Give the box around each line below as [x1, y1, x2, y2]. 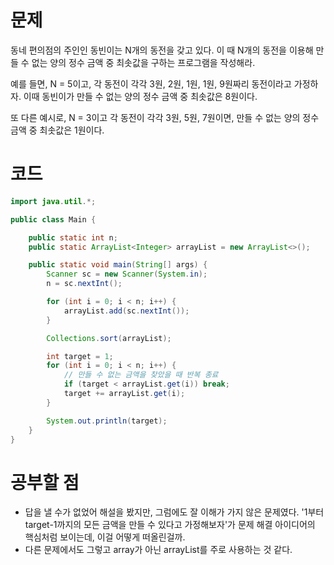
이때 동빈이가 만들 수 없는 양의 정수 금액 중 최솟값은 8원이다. [23, 90, 258, 102]
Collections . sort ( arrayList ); [46, 333, 172, 343]
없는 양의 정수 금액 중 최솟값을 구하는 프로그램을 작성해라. [31, 56, 256, 68]
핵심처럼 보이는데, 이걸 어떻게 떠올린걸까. [24, 531, 186, 543]
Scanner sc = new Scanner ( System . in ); [46, 269, 208, 280]
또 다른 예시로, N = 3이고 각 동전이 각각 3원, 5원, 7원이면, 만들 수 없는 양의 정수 [10, 111, 320, 123]
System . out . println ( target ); [46, 416, 168, 426]
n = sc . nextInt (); [46, 279, 123, 289]
